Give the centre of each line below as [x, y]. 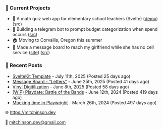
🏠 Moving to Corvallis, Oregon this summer [57, 40]
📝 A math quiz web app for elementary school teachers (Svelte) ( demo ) [85, 19]
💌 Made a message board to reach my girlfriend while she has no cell [83, 47]
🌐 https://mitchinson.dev [30, 112]
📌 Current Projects [28, 8]
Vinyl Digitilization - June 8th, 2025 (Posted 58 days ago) [71, 87]
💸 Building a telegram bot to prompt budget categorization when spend [85, 29]
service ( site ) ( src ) [31, 53]
